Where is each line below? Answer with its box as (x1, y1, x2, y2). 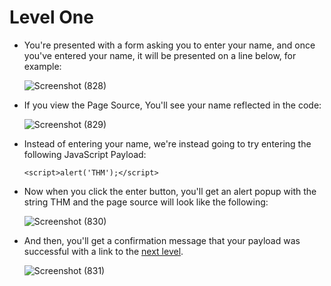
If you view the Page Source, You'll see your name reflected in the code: (23, 99, 322, 111)
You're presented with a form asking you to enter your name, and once (23, 39, 316, 51)
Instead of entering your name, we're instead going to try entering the (23, 137, 312, 150)
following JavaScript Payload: (23, 148, 147, 160)
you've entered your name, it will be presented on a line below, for (23, 49, 297, 61)
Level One (9, 6, 94, 29)
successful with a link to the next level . (23, 245, 184, 257)
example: (23, 60, 62, 72)
